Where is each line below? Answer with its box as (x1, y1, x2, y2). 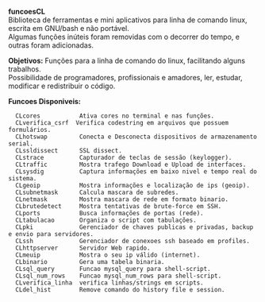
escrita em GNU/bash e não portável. (8, 24, 129, 33)
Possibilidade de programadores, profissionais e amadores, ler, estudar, (8, 73, 244, 82)
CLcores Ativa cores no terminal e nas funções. (15, 112, 215, 120)
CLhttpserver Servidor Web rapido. (15, 244, 151, 252)
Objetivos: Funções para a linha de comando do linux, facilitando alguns (8, 56, 246, 65)
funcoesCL (8, 7, 46, 16)
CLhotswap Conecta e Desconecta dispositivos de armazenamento (15, 133, 258, 141)
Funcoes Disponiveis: (8, 97, 81, 106)
